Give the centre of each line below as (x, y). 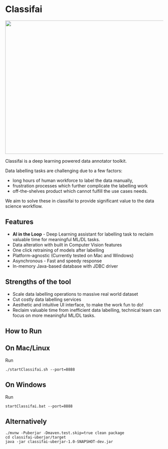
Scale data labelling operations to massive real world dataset (75, 294)
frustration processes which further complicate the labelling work (80, 186)
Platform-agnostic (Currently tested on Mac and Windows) (73, 255)
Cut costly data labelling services (47, 299)
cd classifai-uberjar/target (36, 437)
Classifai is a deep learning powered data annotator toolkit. (66, 161)
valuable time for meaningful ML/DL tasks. (56, 239)
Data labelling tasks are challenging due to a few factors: (64, 171)
